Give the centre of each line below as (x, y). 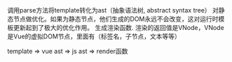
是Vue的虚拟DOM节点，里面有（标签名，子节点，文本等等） (94, 36)
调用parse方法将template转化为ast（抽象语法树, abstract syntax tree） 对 (113, 10)
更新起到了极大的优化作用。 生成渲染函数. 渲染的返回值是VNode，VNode (118, 28)
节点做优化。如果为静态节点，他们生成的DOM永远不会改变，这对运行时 (116, 19)
